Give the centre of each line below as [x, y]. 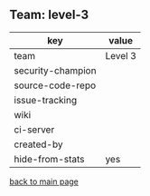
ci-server [34, 129]
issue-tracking [46, 100]
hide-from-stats [49, 159]
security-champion [55, 70]
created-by [38, 144]
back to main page [44, 181]
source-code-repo [55, 85]
